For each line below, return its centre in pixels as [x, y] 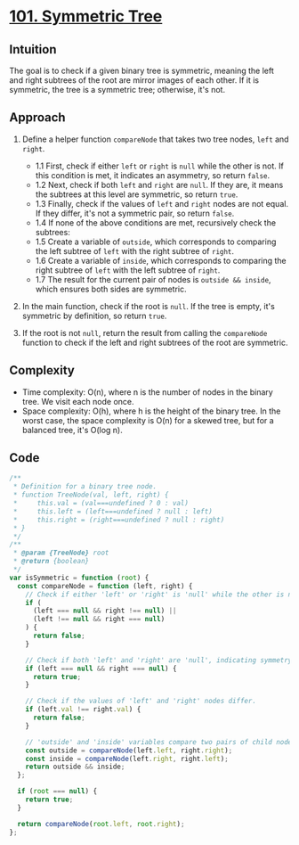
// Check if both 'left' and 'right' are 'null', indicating [141, 660]
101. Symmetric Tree [86, 16]
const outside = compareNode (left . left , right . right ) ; [129, 751]
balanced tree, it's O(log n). [72, 430]
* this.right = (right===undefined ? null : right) [119, 520]
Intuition [33, 49]
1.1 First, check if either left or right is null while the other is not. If [160, 166]
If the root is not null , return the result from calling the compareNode [145, 332]
